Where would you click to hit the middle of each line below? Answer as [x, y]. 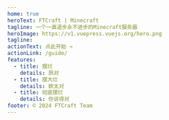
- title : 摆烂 [33, 66]
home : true [23, 14]
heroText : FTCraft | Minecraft [53, 20]
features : [22, 60]
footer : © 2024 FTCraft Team [50, 106]
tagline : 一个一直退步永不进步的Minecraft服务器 [73, 27]
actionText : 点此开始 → [40, 47]
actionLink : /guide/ [38, 54]
